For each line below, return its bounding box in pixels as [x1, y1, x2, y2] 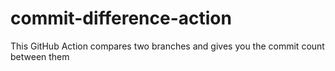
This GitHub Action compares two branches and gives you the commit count [10, 40, 325, 52]
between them [10, 50, 70, 62]
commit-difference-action [10, 7, 232, 30]
